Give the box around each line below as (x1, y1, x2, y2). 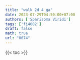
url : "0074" (5, 36, 30, 41)
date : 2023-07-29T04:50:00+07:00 (5, 12, 75, 17)
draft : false (5, 26, 33, 31)
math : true (5, 31, 28, 36)
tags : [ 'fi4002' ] (5, 21, 42, 27)
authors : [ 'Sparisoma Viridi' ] (5, 17, 71, 22)
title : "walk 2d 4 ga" (5, 7, 53, 13)
